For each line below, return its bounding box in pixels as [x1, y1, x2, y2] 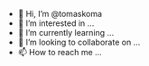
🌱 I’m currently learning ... [17, 28, 115, 37]
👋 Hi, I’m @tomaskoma [17, 9, 102, 19]
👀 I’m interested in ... [17, 18, 95, 29]
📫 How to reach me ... [17, 47, 102, 57]
